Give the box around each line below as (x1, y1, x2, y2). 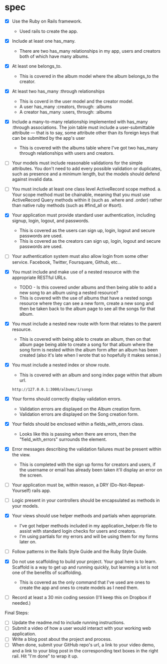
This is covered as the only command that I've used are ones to (19, 580, 150, 586)
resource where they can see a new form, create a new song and (19, 300, 154, 306)
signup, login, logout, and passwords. (11, 218, 89, 224)
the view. (11, 451, 31, 457)
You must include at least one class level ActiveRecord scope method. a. (11, 186, 162, 192)
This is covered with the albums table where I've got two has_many (19, 145, 158, 151)
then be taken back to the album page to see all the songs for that (19, 306, 155, 312)
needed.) (11, 600, 31, 606)
